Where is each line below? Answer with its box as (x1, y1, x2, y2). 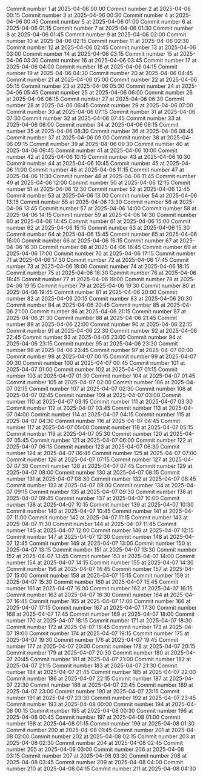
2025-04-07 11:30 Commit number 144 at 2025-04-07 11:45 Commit (6, 521, 177, 527)
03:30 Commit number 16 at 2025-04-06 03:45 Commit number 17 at (23, 57, 197, 64)
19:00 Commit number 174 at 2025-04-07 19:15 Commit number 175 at (14, 630, 190, 637)
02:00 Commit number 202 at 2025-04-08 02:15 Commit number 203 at (14, 733, 196, 740)
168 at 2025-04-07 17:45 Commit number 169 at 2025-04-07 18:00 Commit (6, 610, 195, 618)
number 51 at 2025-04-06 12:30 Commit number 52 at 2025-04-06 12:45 (6, 185, 190, 193)
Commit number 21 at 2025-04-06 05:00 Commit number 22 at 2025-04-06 (6, 76, 198, 83)
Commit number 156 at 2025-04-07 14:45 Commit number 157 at (6, 565, 168, 572)
